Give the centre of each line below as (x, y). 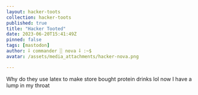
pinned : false (24, 40)
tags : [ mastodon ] (28, 46)
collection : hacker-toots (39, 17)
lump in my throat (28, 85)
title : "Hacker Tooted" (36, 29)
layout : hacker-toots (34, 12)
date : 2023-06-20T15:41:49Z (42, 34)
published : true (27, 23)
